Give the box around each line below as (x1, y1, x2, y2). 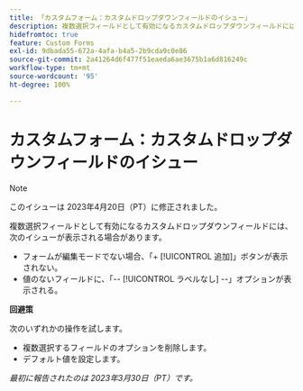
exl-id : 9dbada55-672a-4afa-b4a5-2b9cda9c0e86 (9, 47, 188, 56)
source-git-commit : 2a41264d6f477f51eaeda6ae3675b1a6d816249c (9, 55, 248, 64)
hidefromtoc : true (9, 30, 78, 39)
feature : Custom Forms (9, 38, 95, 48)
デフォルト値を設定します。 (22, 353, 125, 364)
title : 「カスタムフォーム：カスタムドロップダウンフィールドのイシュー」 (9, 13, 252, 23)
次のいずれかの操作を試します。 (9, 323, 128, 333)
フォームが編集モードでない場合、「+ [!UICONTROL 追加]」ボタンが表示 (22, 250, 289, 261)
